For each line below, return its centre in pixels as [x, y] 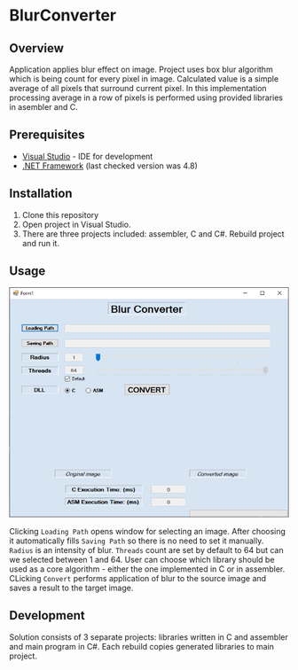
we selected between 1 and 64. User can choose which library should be [142, 559]
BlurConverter [63, 16]
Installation [41, 194]
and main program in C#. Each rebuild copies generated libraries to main [142, 646]
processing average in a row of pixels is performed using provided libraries [146, 97]
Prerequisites [47, 135]
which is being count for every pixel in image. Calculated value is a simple [144, 79]
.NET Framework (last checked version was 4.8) [110, 166]
